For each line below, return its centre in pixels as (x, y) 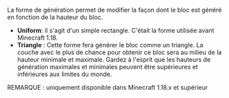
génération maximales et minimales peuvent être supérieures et (108, 67)
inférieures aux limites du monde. (64, 74)
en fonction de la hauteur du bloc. (55, 17)
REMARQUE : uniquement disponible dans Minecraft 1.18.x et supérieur (108, 87)
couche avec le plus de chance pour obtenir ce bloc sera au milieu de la (119, 52)
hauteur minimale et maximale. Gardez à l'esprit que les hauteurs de (114, 60)
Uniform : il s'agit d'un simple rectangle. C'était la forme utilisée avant (116, 30)
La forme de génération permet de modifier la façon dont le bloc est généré (114, 10)
